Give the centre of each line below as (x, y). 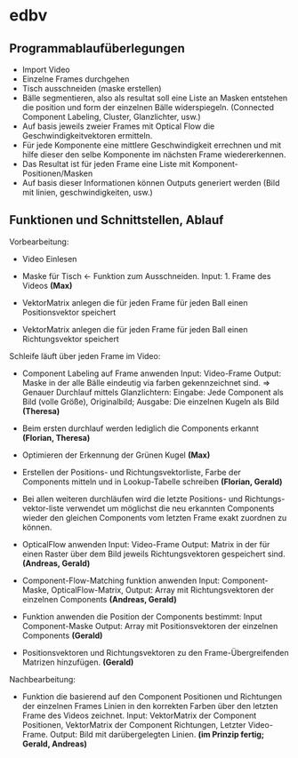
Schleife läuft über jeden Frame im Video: (85, 355)
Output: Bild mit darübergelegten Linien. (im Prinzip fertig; (157, 734)
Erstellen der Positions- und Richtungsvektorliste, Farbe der (132, 472)
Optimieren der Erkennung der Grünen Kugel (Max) (116, 455)
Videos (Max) (47, 285)
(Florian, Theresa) (56, 437)
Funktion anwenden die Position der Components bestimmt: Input (142, 616)
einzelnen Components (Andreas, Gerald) (99, 599)
